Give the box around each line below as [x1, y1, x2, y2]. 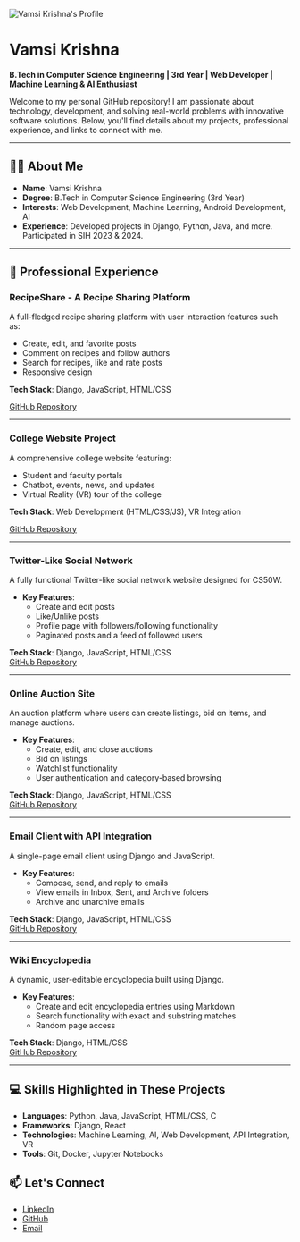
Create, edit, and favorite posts [21, 338, 137, 349]
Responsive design [21, 367, 93, 377]
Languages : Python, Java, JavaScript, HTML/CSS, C [21, 1110, 217, 1121]
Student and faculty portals [21, 469, 123, 480]
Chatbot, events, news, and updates [21, 479, 155, 490]
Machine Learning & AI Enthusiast [9, 79, 137, 89]
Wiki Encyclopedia [9, 953, 92, 966]
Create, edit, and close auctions [35, 744, 154, 755]
